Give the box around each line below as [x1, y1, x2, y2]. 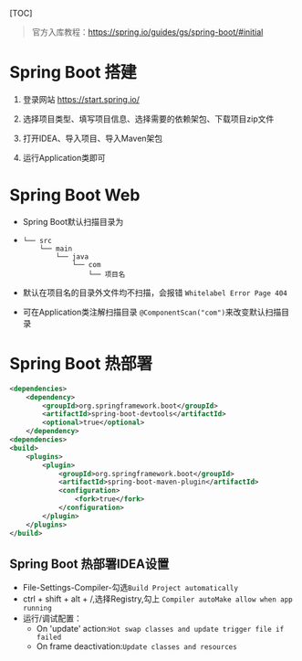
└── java [56, 251, 89, 261]
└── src [22, 236, 52, 245]
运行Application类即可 [22, 152, 107, 163]
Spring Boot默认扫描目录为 [22, 216, 124, 227]
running [22, 603, 52, 613]
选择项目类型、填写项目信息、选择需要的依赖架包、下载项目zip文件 [22, 113, 275, 124]
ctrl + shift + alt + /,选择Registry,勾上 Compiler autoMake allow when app [22, 593, 294, 604]
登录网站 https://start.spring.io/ [22, 93, 140, 104]
